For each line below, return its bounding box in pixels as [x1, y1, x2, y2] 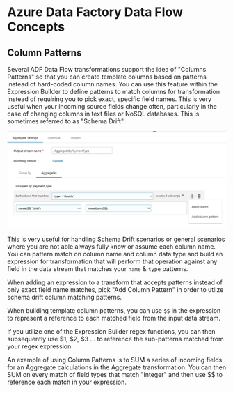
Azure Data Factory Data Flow [7, 4, 183, 20]
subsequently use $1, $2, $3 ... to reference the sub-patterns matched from [7, 334, 224, 343]
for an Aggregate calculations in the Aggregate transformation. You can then [7, 363, 227, 371]
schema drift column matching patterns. [7, 293, 122, 301]
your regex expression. [7, 342, 73, 350]
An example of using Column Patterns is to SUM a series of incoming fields [7, 355, 223, 364]
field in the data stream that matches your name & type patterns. [7, 264, 188, 272]
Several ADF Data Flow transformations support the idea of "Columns [7, 65, 207, 73]
